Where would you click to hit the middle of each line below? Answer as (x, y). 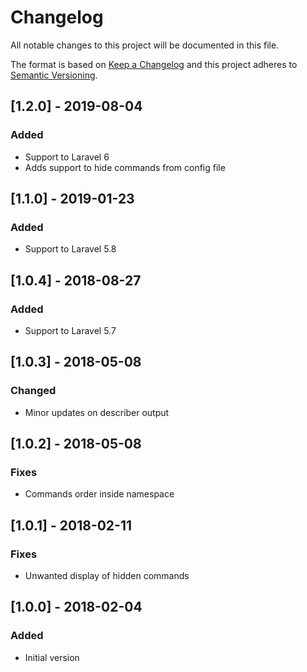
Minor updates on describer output (97, 412)
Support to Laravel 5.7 (70, 330)
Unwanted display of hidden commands (107, 576)
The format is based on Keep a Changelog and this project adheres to (154, 64)
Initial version (52, 657)
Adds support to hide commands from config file (125, 167)
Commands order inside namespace (99, 494)
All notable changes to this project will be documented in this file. (145, 45)
